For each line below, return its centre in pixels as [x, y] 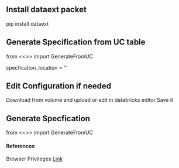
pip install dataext [27, 23]
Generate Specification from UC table [76, 42]
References [20, 146]
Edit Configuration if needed [59, 86]
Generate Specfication [48, 119]
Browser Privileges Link [35, 159]
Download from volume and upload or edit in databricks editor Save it [90, 100]
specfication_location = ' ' [37, 67]
